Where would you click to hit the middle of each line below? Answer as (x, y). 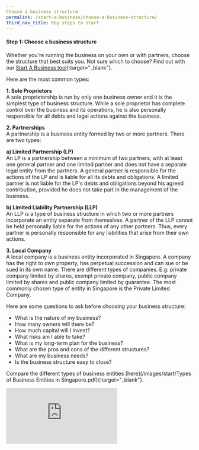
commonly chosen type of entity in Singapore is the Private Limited (88, 288)
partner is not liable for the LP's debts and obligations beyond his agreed (95, 183)
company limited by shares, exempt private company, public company (92, 276)
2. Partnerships (26, 127)
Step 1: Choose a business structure (52, 42)
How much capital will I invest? (52, 330)
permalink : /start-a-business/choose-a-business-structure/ (82, 17)
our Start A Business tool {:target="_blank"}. (59, 67)
